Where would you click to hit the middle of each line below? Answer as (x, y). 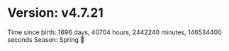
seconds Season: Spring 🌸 (46, 39)
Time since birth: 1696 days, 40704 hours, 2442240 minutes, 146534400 (114, 32)
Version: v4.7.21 (56, 13)
